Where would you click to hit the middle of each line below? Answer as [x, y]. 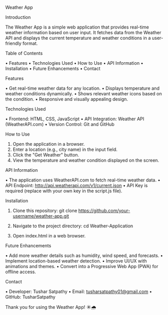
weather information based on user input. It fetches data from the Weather [83, 32]
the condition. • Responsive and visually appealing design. [67, 99]
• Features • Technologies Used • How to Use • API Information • [74, 63]
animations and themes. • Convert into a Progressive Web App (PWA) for [82, 266]
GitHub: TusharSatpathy [31, 297]
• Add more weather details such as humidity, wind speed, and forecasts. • [84, 255]
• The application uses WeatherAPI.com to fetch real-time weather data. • [83, 180]
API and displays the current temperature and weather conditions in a [78, 38]
